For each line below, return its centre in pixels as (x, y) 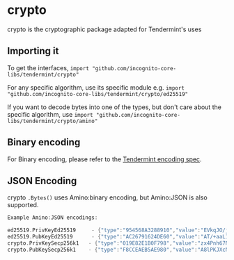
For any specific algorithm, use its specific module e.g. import (96, 87)
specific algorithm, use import (50, 114)
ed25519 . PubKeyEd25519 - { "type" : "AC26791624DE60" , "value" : (104, 237)
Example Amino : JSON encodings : (53, 218)
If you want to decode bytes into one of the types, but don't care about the (114, 107)
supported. (23, 205)
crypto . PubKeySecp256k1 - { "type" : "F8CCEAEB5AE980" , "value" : (102, 250)
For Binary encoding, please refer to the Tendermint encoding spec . (104, 159)
